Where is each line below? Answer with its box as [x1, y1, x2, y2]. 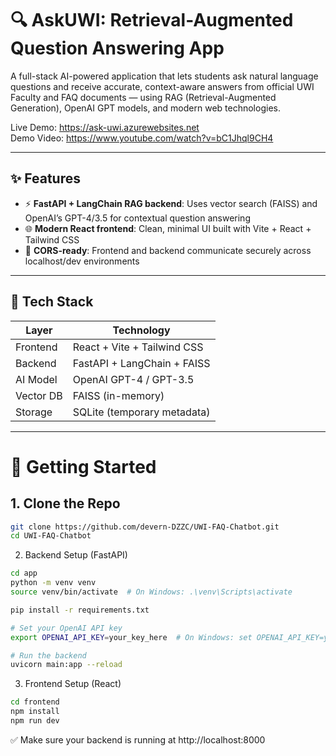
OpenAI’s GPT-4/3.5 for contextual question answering [24, 212, 251, 224]
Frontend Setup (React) [24, 678, 122, 690]
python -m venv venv [10, 578, 97, 588]
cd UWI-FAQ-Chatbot [10, 531, 92, 541]
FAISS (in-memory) [72, 388, 165, 402]
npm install [10, 707, 60, 717]
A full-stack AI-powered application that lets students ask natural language [10, 70, 319, 82]
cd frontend [10, 697, 60, 707]
